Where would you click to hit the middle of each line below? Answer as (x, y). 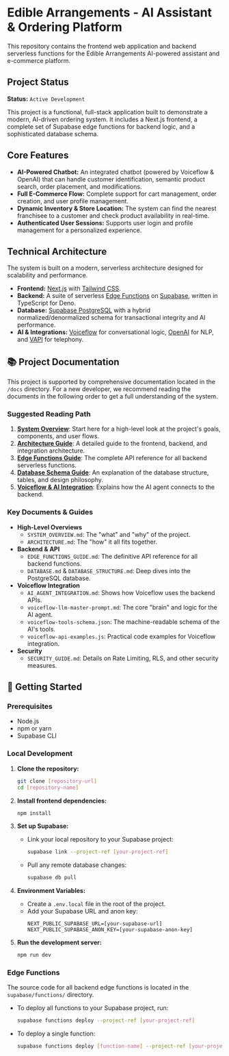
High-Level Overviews (50, 527)
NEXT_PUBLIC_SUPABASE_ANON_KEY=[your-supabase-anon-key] (110, 930)
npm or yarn (34, 729)
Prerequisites (30, 707)
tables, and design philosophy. (60, 480)
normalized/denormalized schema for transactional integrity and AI (111, 318)
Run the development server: (59, 942)
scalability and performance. (48, 275)
